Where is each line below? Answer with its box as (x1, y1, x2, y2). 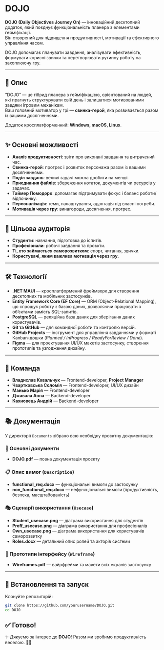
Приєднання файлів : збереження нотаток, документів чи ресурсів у (12, 180, 156, 186)
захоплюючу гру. (5, 60, 41, 66)
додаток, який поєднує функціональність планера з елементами (5, 24, 140, 30)
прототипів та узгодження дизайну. (12, 345, 86, 351)
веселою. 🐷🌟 (5, 640, 32, 646)
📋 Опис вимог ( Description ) (5, 469, 75, 476)
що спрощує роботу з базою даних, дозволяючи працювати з (12, 304, 142, 310)
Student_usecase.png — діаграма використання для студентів (12, 517, 143, 523)
